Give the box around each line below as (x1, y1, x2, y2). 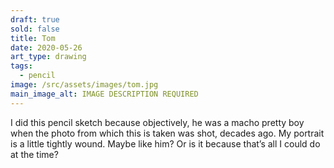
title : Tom (10, 33, 56, 43)
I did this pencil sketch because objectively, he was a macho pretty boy (10, 116, 305, 128)
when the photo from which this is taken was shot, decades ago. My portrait (10, 127, 325, 139)
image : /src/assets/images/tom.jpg (10, 80, 159, 90)
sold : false (10, 24, 60, 34)
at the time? (10, 148, 59, 160)
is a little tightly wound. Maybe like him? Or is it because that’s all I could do (10, 137, 321, 150)
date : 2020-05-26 (10, 42, 83, 53)
